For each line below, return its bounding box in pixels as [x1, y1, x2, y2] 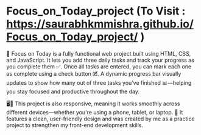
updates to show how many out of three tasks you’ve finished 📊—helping [6, 79, 192, 86]
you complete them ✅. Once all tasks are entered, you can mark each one [6, 62, 192, 70]
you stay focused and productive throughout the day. [6, 88, 140, 95]
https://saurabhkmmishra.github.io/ [6, 17, 194, 31]
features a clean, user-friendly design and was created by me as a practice [6, 115, 195, 122]
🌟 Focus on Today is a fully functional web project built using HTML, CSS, [6, 50, 191, 57]
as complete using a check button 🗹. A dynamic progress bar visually [6, 70, 182, 77]
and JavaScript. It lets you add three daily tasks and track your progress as [6, 56, 195, 64]
